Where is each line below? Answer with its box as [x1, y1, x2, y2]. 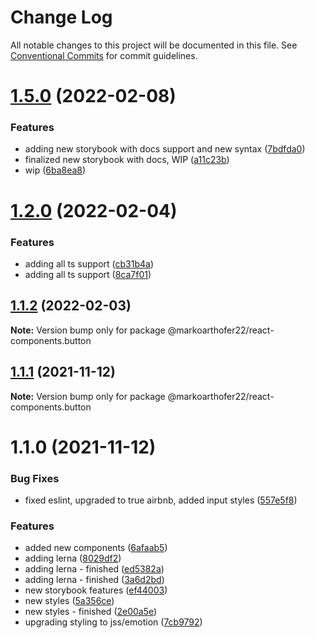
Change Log [10, 6, 113, 29]
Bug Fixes [10, 471, 60, 485]
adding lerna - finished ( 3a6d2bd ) [24, 574, 165, 586]
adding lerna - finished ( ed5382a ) [24, 563, 165, 575]
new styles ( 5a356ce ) [24, 595, 115, 607]
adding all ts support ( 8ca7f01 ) [24, 268, 152, 280]
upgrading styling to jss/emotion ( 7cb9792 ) [24, 616, 203, 628]
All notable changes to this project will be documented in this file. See [10, 39, 298, 51]
